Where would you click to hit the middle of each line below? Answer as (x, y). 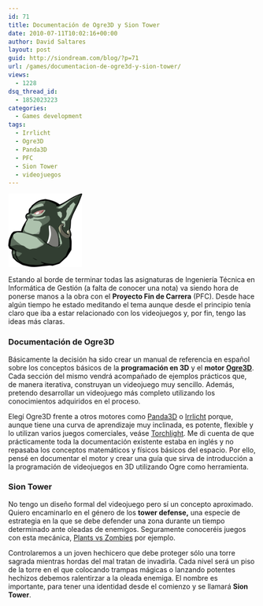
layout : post (30, 50)
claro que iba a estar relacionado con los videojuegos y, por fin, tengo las (127, 313)
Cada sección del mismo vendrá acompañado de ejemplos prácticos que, (128, 376)
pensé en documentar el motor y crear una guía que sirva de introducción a (131, 458)
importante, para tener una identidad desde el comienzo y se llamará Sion (128, 586)
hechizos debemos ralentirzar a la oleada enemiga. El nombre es (113, 578)
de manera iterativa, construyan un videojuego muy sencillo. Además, (121, 384)
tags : (17, 125)
